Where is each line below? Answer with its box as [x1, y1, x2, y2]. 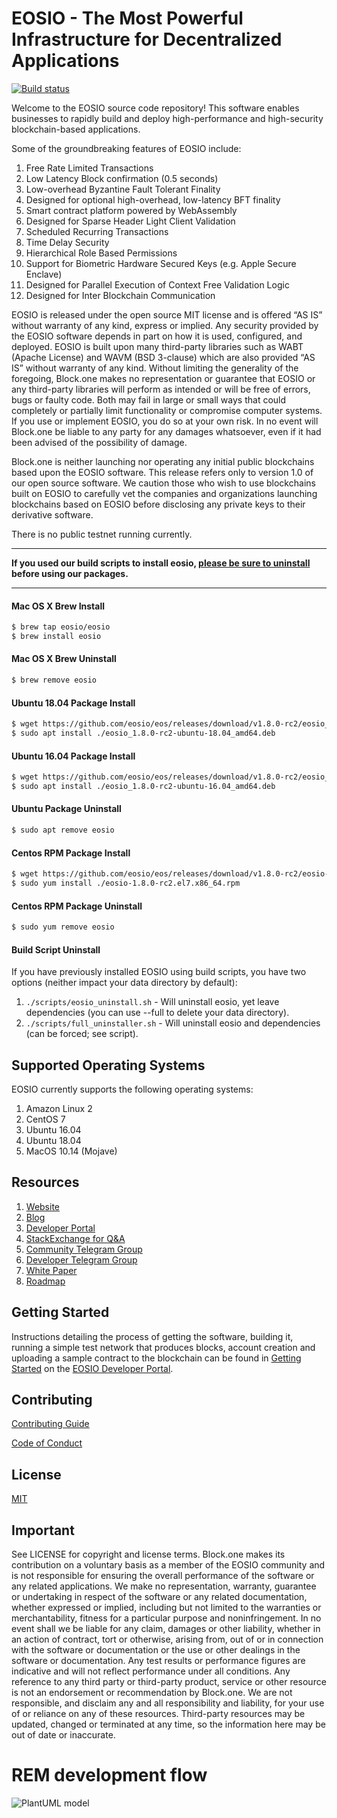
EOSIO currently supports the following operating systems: [11, 1083, 254, 1095]
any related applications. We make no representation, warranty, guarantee [11, 1580, 317, 1592]
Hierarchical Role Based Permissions [25, 247, 178, 259]
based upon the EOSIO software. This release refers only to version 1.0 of [11, 466, 314, 478]
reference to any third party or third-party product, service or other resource [11, 1676, 327, 1688]
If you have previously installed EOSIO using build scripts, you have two [11, 966, 307, 978]
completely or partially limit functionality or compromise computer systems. [11, 404, 323, 416]
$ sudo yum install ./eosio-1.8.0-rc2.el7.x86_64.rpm [11, 878, 241, 889]
